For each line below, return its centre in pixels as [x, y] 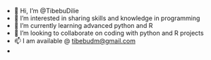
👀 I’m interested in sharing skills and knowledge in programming [107, 18]
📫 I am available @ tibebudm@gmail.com [75, 41]
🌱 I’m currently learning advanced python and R [83, 25]
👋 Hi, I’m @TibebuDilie [46, 11]
